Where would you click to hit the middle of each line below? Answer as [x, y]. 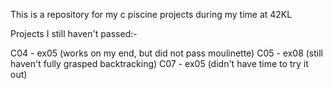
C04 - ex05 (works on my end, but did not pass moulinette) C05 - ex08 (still [167, 53]
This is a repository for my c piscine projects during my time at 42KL [151, 14]
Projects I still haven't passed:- [74, 33]
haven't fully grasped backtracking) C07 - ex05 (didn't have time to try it [159, 63]
